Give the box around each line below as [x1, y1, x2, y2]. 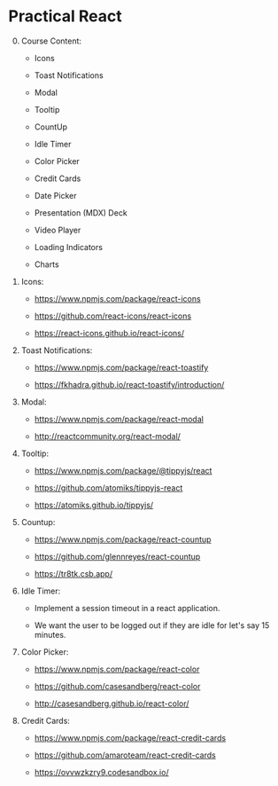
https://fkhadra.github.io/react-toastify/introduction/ [34, 379, 225, 389]
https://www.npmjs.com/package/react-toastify [34, 362, 209, 373]
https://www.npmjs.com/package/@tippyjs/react [34, 465, 212, 476]
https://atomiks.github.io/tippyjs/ [34, 499, 154, 510]
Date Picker [34, 190, 77, 200]
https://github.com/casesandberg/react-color [34, 680, 201, 691]
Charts [34, 259, 59, 270]
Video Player [34, 224, 81, 235]
